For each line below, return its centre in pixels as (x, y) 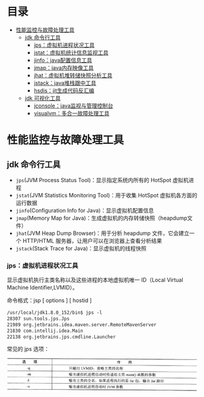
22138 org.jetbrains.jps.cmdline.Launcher (61, 337)
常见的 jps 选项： (28, 349)
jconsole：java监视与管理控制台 (73, 106)
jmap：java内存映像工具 (64, 67)
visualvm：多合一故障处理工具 (72, 113)
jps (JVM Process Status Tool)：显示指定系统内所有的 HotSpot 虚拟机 (102, 180)
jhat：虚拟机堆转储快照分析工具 (73, 75)
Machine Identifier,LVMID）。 (42, 288)
